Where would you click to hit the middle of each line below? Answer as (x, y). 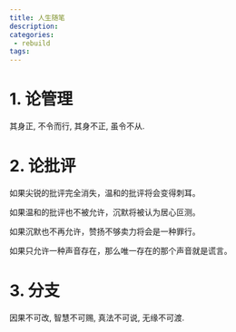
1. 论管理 (41, 99)
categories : (32, 34)
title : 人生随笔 (37, 18)
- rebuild (32, 43)
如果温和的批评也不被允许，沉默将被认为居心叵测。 (105, 212)
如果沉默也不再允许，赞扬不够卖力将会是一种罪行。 (105, 231)
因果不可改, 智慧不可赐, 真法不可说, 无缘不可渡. (97, 317)
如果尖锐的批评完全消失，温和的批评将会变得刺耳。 (105, 193)
